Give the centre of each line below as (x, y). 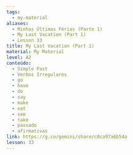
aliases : (17, 23)
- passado (24, 126)
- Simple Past (30, 69)
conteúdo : (19, 63)
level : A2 (19, 57)
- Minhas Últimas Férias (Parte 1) (57, 29)
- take (20, 120)
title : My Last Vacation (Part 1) (51, 46)
